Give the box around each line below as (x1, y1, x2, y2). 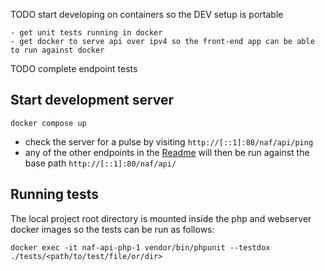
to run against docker (10, 45, 105, 55)
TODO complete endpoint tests (10, 63, 138, 74)
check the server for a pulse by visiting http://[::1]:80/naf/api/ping (24, 135, 314, 148)
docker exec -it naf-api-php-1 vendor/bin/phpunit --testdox (10, 242, 271, 253)
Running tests (10, 186, 100, 203)
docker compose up (10, 118, 87, 128)
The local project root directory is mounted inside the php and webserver (10, 212, 312, 224)
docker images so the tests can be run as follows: (10, 223, 215, 235)
